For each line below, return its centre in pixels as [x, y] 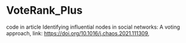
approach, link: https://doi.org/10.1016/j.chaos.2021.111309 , [78, 33]
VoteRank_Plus [44, 10]
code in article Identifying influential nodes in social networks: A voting [93, 27]
